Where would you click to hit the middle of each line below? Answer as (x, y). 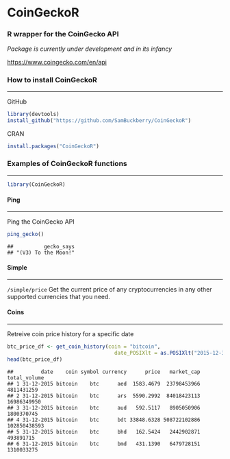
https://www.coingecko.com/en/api (57, 62)
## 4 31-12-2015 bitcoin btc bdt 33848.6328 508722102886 (104, 420)
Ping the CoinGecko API (41, 222)
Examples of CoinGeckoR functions (67, 164)
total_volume (26, 378)
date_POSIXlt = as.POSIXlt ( (154, 353)
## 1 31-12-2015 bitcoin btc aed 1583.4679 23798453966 (104, 384)
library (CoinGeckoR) (37, 184)
